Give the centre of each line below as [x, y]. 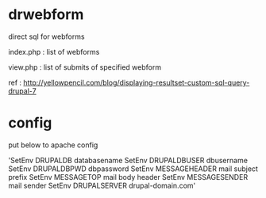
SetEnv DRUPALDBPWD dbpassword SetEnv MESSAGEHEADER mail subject [133, 169]
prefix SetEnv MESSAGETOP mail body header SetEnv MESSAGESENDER [128, 177]
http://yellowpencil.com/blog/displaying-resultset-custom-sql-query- [137, 82]
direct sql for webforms [46, 36]
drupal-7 [23, 91]
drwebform [46, 15]
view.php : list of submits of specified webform [85, 67]
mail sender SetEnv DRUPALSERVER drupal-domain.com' [102, 185]
